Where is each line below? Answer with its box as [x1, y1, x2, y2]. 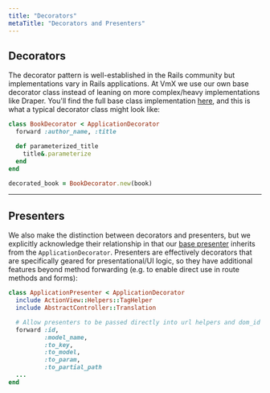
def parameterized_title [15, 143, 99, 151]
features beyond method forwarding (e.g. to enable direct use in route [8, 265, 239, 275]
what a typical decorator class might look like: [8, 105, 161, 114]
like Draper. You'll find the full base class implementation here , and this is [8, 96, 251, 105]
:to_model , [43, 348, 81, 357]
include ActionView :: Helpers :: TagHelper [15, 296, 153, 304]
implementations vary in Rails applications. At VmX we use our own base [8, 79, 249, 89]
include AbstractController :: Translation [15, 304, 157, 312]
